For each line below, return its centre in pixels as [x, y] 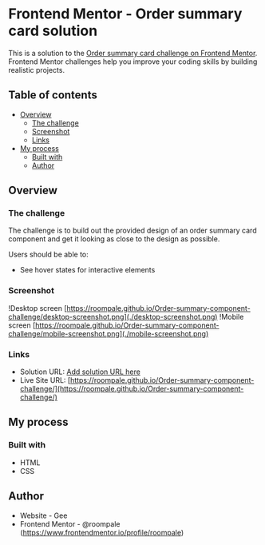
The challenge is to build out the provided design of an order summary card [132, 231]
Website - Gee [44, 515]
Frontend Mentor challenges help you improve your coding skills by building [133, 62]
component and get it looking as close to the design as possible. [114, 239]
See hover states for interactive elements [87, 270]
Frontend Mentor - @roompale [70, 523]
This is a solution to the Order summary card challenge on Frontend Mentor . [133, 53]
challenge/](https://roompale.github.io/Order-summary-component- [132, 389]
